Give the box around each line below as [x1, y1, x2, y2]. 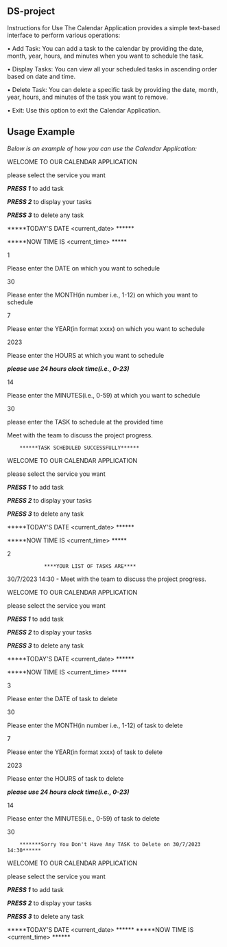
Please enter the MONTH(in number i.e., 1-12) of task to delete [7, 721, 183, 729]
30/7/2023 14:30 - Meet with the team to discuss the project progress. [7, 575, 207, 583]
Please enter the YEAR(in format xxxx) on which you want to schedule [7, 324, 205, 332]
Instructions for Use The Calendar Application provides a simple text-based [7, 23, 221, 32]
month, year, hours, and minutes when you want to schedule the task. [7, 52, 204, 60]
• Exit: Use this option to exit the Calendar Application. [7, 106, 161, 114]
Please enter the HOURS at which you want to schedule [7, 351, 165, 359]
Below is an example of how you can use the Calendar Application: [7, 144, 198, 152]
